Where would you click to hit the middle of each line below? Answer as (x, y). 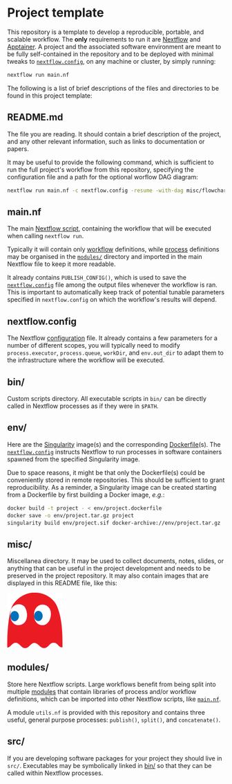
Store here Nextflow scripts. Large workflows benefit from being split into (112, 684)
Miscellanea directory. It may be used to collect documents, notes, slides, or (116, 561)
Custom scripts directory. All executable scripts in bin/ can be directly (107, 398)
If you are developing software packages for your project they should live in (115, 758)
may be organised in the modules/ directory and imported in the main (105, 257)
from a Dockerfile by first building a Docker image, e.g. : (86, 495)
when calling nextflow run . (46, 236)
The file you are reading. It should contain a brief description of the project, (114, 134)
